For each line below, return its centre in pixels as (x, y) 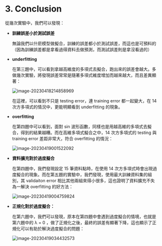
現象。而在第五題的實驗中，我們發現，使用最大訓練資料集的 (88, 174)
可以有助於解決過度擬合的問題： (52, 229)
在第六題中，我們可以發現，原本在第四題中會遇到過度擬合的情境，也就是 (84, 217)
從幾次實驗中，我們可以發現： (35, 23)
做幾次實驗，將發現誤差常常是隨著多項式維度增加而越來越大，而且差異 (82, 75)
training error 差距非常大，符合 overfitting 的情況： (62, 138)
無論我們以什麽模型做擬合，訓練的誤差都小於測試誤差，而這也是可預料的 (84, 43)
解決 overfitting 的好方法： (47, 187)
